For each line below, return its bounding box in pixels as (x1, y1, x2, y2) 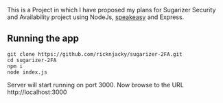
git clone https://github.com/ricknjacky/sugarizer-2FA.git (7, 50, 183, 57)
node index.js (7, 68, 48, 76)
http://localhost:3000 (7, 88, 67, 96)
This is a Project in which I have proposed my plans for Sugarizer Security (7, 6, 216, 14)
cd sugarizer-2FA (7, 57, 57, 63)
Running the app (7, 33, 79, 44)
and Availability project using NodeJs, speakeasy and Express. (7, 13, 185, 21)
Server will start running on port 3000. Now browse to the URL (7, 80, 184, 89)
